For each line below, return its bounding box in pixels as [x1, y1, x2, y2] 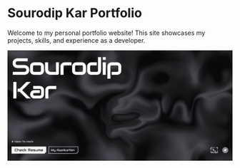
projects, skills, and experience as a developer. [7, 36, 146, 44]
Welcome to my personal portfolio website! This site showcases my [7, 28, 206, 37]
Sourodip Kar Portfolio [7, 5, 143, 21]
